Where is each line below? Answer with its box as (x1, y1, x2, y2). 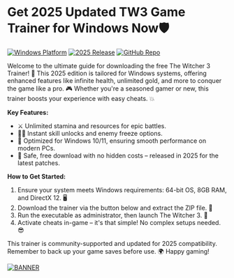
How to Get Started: (7, 172, 66, 180)
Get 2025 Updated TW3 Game (7, 4, 186, 20)
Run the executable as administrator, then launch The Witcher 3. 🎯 (17, 210, 208, 219)
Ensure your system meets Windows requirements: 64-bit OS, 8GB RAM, (17, 185, 227, 194)
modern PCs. (17, 144, 56, 152)
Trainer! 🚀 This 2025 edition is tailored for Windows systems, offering (7, 69, 207, 77)
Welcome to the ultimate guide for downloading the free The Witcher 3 (7, 61, 211, 70)
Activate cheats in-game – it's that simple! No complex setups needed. (17, 218, 221, 226)
